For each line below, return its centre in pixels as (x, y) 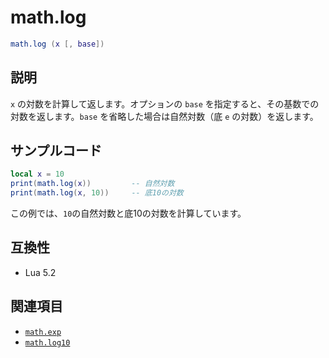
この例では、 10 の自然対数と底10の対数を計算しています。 (128, 213)
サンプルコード (56, 151)
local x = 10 (37, 174)
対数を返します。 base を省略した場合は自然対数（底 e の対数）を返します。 (164, 116)
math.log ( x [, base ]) (57, 44)
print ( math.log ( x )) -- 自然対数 (92, 184)
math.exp (43, 332)
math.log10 (47, 342)
